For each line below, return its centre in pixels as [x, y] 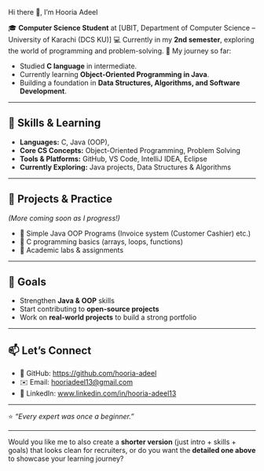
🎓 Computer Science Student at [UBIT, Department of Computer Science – [132, 28]
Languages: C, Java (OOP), [64, 142]
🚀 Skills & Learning [55, 123]
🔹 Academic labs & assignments [71, 250]
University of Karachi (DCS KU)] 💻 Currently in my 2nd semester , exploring [131, 40]
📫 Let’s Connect [50, 351]
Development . [43, 91]
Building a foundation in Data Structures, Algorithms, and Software [130, 83]
